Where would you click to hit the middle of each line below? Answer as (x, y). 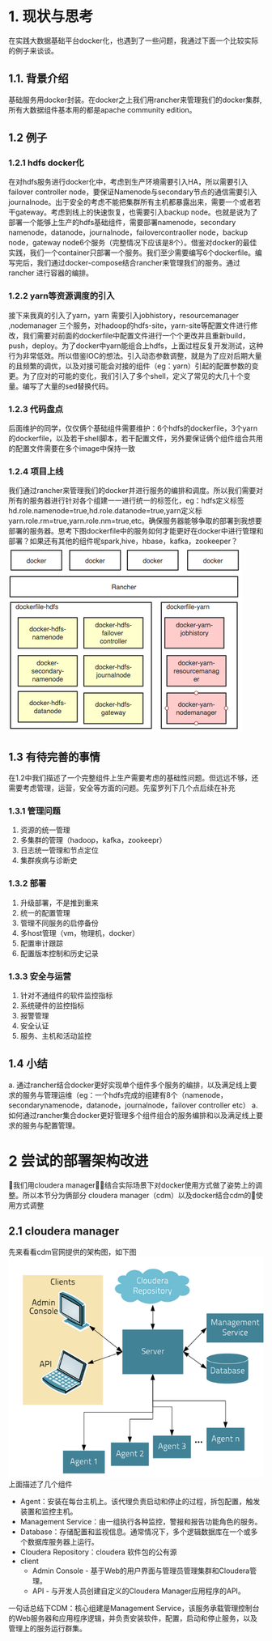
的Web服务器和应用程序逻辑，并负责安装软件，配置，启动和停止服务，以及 (133, 1618)
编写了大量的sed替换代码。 (68, 386)
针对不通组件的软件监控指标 (66, 996)
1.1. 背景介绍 (38, 79)
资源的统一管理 (45, 830)
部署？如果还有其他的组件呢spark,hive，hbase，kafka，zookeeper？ (123, 541)
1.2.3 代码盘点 (36, 409)
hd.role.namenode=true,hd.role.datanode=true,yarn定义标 (105, 511)
